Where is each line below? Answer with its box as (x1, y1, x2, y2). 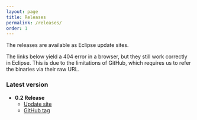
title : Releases (6, 14, 46, 20)
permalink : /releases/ (6, 20, 62, 26)
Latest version (6, 81, 49, 89)
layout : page (6, 8, 38, 15)
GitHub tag (23, 106, 50, 113)
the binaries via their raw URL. (6, 66, 80, 73)
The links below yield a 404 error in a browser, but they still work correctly (6, 53, 188, 60)
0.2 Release (14, 94, 45, 101)
